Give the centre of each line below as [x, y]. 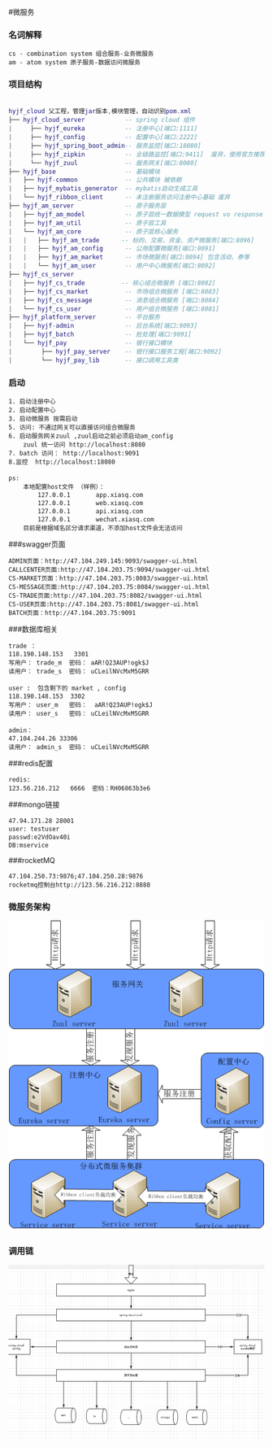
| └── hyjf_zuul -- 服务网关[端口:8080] [103, 163]
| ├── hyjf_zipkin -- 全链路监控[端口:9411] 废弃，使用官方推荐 [137, 154]
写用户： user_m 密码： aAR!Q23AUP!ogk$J [80, 705]
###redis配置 [31, 764]
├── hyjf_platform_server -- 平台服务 [84, 317]
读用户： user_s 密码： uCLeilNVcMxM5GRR [79, 714]
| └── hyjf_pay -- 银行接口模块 [90, 343]
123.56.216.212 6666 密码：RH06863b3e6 [80, 789]
